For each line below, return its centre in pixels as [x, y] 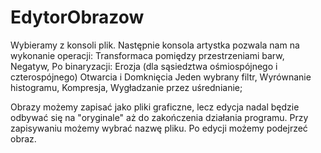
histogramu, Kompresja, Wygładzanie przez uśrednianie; [126, 87]
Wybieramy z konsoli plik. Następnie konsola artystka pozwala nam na [155, 45]
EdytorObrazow [77, 17]
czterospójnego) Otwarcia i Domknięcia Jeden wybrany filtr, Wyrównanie [161, 77]
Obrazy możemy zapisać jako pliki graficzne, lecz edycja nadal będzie [155, 107]
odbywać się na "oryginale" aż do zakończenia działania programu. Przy [159, 117]
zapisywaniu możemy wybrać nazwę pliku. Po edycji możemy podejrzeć [159, 128]
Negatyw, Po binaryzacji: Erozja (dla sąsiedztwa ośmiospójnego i [144, 66]
